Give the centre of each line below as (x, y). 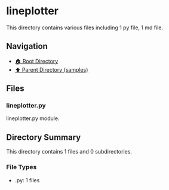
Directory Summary (44, 137)
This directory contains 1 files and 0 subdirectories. (69, 152)
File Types (21, 167)
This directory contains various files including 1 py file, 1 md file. (84, 27)
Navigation (27, 46)
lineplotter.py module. (33, 118)
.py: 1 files (27, 180)
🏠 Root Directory (36, 61)
